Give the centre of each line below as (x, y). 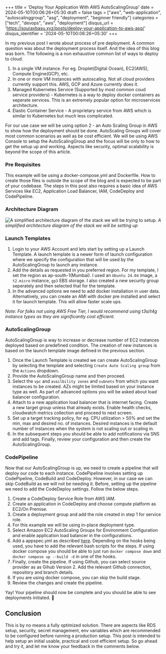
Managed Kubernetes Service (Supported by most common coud (79, 89)
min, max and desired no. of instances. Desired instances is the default (85, 424)
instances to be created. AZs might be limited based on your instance (83, 386)
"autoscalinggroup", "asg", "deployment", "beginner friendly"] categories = (82, 18)
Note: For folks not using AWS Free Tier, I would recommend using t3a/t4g (81, 311)
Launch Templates (28, 238)
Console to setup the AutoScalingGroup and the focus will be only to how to (83, 141)
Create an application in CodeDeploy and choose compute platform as (84, 504)
